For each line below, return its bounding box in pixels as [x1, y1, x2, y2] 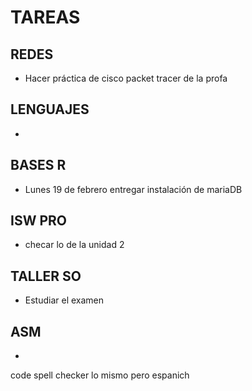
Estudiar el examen [24, 294, 105, 306]
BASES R [10, 157, 67, 174]
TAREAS [10, 6, 81, 29]
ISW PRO [10, 212, 67, 230]
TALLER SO [10, 267, 82, 285]
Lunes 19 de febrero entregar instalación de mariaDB [24, 183, 243, 195]
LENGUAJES [10, 101, 90, 118]
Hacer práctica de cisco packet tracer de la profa [24, 72, 228, 84]
